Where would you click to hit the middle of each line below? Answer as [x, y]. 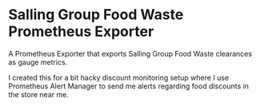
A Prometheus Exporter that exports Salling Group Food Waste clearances [130, 53]
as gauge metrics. [38, 62]
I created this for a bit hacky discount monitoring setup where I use [119, 77]
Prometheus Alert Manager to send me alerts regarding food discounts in [129, 86]
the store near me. [39, 94]
